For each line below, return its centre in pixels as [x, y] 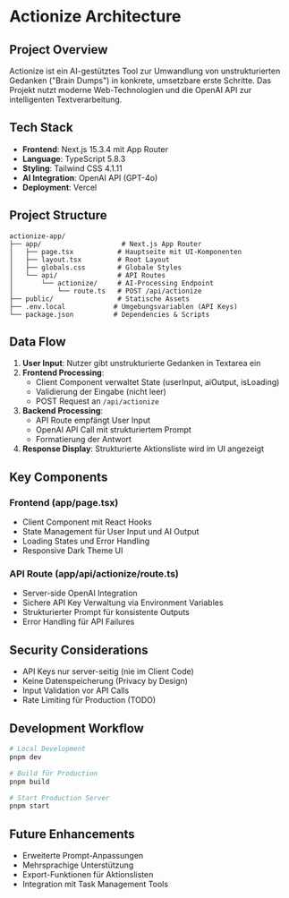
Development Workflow [77, 728]
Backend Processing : [63, 411]
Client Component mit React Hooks [87, 522]
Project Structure [58, 215]
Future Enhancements [72, 834]
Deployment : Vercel [59, 187]
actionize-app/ [38, 236]
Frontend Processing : [63, 372]
